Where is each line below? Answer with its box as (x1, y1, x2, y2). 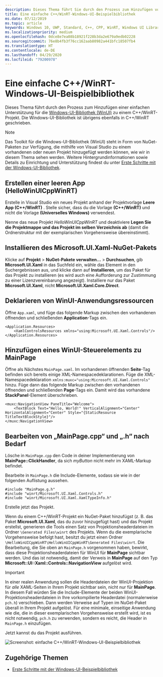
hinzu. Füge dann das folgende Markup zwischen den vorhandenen (5, 382, 140, 388)
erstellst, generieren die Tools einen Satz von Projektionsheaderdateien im (5, 524, 154, 530)
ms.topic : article (5, 20, 42, 26)
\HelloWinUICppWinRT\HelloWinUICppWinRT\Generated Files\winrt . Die (5, 540, 145, 545)
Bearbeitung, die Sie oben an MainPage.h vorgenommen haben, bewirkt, (5, 544, 148, 551)
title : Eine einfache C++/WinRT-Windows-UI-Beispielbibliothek (5, 12, 136, 17)
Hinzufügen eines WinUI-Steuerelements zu (5, 346, 142, 354)
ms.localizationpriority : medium (5, 30, 73, 35)
